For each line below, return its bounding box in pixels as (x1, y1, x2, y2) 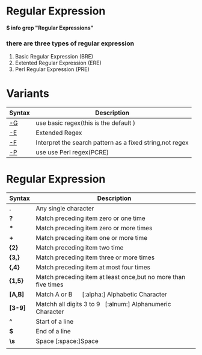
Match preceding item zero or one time (35, 214, 145, 222)
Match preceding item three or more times (35, 253, 155, 262)
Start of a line (35, 318, 74, 326)
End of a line (35, 327, 71, 336)
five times (35, 280, 64, 289)
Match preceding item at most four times (35, 263, 150, 272)
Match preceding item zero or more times (35, 224, 153, 233)
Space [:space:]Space (35, 337, 99, 345)
